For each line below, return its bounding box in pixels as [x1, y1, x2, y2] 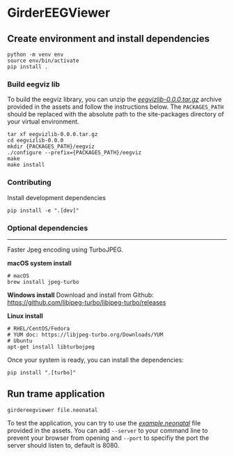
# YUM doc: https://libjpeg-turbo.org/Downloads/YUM [7, 331, 164, 338]
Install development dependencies [7, 193, 107, 202]
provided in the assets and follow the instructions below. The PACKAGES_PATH [7, 102, 224, 111]
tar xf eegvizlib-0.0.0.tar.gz [7, 131, 98, 138]
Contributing [7, 178, 52, 188]
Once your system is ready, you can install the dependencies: [7, 356, 185, 364]
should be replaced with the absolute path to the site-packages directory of [7, 110, 224, 119]
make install [7, 162, 45, 169]
